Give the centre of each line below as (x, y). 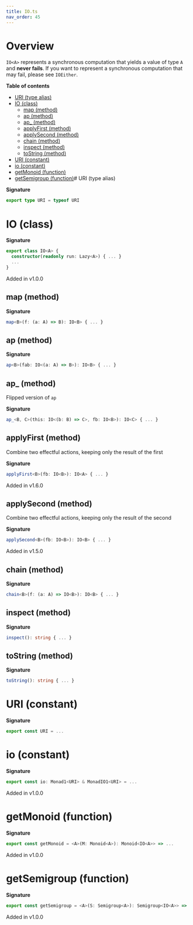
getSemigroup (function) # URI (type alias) (65, 178)
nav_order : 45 (23, 17)
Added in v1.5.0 (25, 551)
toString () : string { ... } (40, 681)
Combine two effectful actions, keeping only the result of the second (89, 518)
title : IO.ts (22, 11)
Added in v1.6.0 (25, 485)
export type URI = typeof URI (43, 201)
